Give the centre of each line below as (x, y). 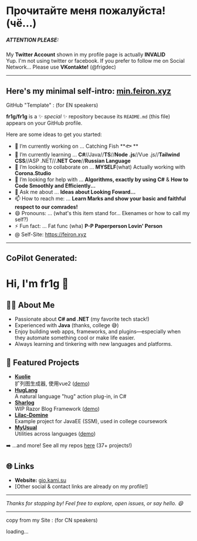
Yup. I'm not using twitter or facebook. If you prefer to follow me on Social (95, 61)
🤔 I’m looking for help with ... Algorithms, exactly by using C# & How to (101, 179)
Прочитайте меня (52, 11)
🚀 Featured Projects (43, 363)
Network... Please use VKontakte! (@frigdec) (61, 67)
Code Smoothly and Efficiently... (55, 185)
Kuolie (23, 377)
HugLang (26, 390)
